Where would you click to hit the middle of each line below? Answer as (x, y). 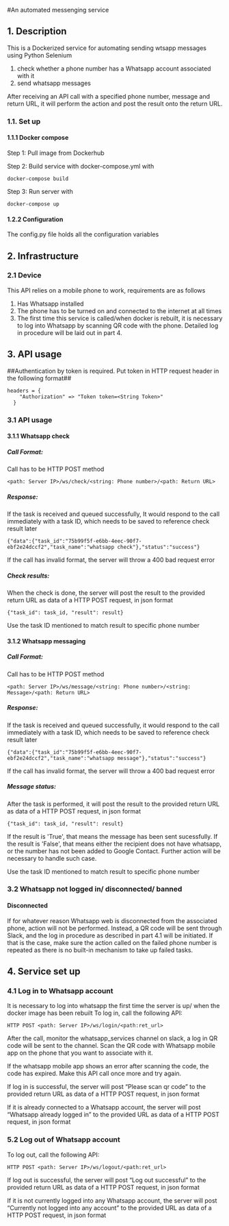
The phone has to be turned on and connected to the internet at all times (119, 310)
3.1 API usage (30, 419)
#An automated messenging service (58, 10)
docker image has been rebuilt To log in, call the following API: (95, 1013)
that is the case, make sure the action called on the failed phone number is (112, 942)
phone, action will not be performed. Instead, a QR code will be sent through (114, 928)
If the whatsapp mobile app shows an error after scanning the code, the (108, 1066)
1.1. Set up (24, 121)
